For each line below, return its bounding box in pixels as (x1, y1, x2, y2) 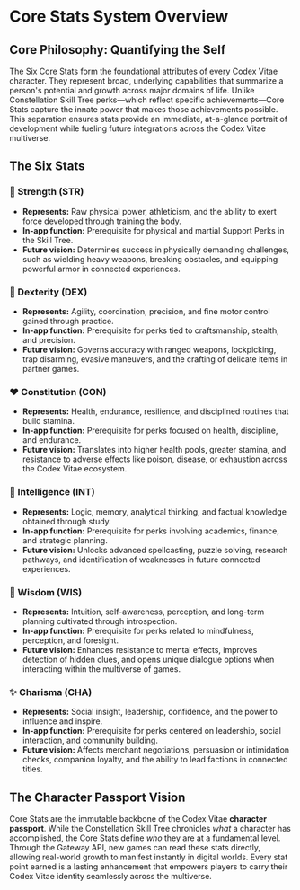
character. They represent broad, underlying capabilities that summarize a (9, 75, 284, 86)
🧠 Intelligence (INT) (9, 486, 96, 498)
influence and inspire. (22, 716, 103, 727)
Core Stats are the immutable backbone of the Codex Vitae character (9, 813, 268, 824)
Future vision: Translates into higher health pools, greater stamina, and (22, 445, 287, 455)
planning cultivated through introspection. (22, 615, 178, 626)
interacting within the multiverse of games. (22, 663, 181, 674)
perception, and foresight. (22, 635, 119, 646)
